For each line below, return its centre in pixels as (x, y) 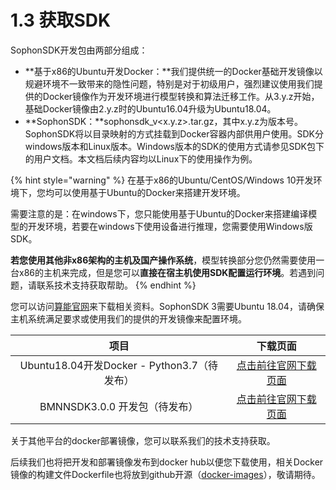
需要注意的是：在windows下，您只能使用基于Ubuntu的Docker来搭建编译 (159, 213)
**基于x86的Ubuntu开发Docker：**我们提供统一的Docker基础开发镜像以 (173, 71)
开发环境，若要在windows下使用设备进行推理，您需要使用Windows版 (170, 226)
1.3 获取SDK (61, 20)
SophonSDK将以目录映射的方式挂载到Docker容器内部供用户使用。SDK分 (174, 133)
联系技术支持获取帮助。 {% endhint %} (116, 285)
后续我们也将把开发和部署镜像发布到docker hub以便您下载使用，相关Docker (167, 462)
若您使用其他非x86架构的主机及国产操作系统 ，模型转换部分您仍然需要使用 (163, 260)
